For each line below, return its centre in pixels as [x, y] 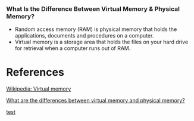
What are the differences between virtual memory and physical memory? [96, 101]
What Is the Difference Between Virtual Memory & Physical [93, 9]
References [35, 72]
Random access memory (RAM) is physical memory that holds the [96, 29]
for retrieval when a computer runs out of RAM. [73, 48]
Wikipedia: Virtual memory [39, 89]
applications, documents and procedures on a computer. [84, 36]
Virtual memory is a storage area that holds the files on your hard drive [101, 42]
